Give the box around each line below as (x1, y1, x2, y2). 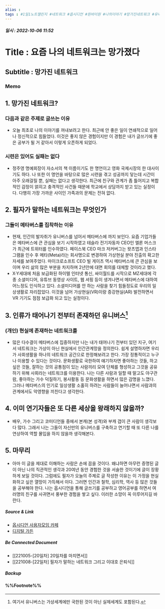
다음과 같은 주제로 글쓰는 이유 (5, 115, 70, 122)
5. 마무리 (5, 446, 30, 455)
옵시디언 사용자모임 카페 (12, 522, 59, 528)
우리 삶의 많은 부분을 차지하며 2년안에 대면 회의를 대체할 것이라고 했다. (21, 264, 156, 271)
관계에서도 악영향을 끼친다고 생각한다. (12, 388, 85, 394)
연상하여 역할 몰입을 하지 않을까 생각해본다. (12, 430, 95, 436)
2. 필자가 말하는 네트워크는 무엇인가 (5, 205, 107, 214)
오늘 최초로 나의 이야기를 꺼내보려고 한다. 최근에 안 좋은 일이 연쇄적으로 (12, 127, 149, 133)
